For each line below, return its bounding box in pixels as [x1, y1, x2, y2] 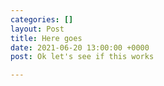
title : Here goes [10, 33, 83, 43]
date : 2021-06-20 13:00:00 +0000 [10, 42, 150, 53]
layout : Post [10, 24, 65, 34]
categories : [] [10, 14, 74, 25]
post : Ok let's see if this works [10, 52, 155, 62]
